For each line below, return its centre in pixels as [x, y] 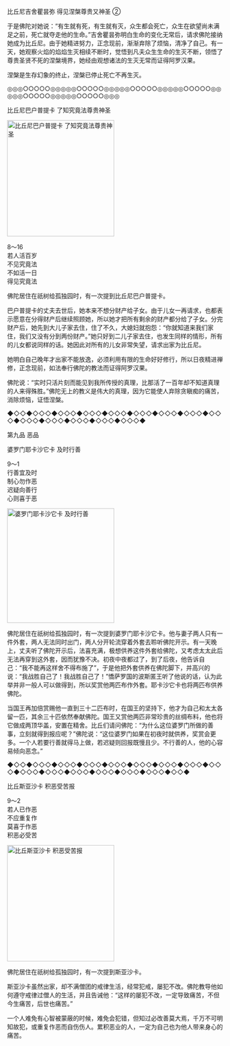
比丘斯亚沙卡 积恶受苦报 [41, 786]
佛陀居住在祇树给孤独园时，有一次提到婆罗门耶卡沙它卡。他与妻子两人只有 [112, 634]
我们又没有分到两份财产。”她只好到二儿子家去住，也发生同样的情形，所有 [121, 336]
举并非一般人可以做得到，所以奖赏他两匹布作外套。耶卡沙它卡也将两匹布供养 [115, 685]
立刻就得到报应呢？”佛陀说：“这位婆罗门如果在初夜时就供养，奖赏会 [115, 734]
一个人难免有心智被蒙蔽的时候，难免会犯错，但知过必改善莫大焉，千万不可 [112, 1018]
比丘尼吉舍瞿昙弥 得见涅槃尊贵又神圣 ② [64, 11]
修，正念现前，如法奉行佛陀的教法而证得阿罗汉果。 [79, 368]
